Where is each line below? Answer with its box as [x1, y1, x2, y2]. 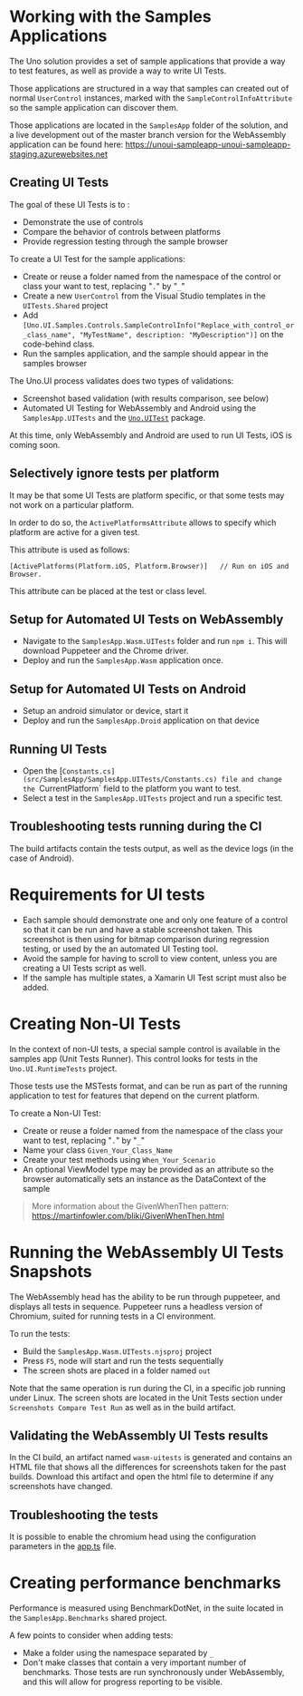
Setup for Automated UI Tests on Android [9, 681, 247, 697]
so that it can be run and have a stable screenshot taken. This [22, 923, 253, 935]
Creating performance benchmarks [9, 1573, 282, 1594]
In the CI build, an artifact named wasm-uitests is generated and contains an [9, 1452, 292, 1463]
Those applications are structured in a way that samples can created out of [9, 83, 289, 93]
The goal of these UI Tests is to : [9, 199, 130, 210]
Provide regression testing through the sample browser [22, 236, 229, 247]
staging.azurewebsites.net [9, 148, 109, 160]
